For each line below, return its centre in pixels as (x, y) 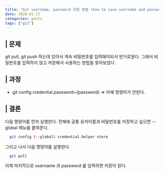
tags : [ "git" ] (20, 23)
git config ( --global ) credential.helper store (59, 137)
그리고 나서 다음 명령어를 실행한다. (38, 147)
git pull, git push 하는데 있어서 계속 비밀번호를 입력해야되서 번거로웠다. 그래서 (79, 57)
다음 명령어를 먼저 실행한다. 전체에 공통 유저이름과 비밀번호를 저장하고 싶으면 (78, 121)
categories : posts (24, 18)
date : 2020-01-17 (23, 14)
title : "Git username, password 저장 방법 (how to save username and (75, 9)
